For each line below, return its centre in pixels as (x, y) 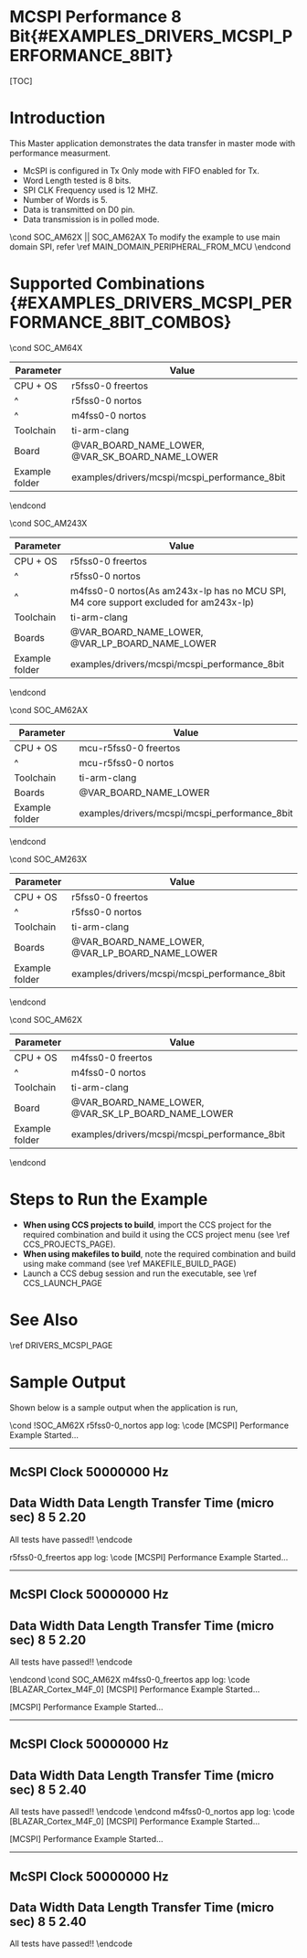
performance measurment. (60, 153)
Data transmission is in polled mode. (91, 219)
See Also (44, 1320)
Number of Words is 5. (65, 199)
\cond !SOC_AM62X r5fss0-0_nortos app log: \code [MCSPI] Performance (149, 1425)
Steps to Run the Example (109, 1199)
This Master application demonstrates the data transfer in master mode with (153, 143)
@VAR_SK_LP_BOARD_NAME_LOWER (152, 1113)
